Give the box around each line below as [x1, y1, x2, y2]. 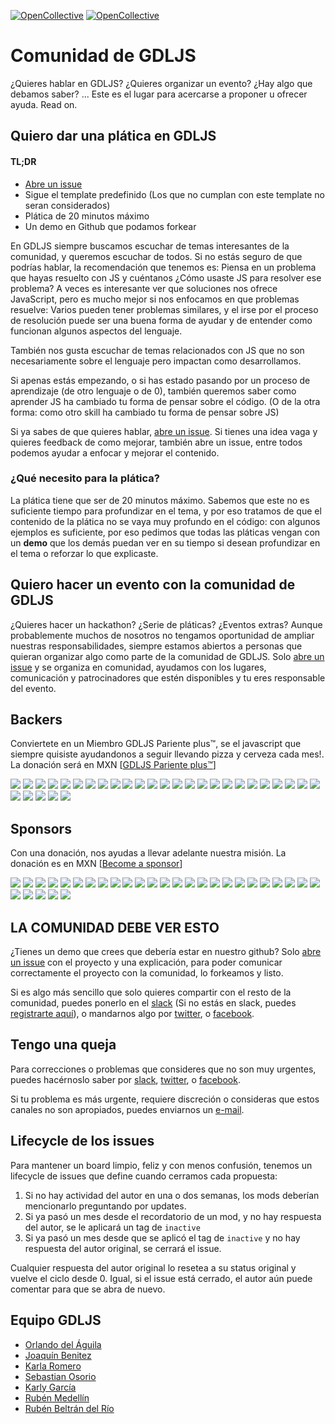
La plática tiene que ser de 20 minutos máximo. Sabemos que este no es [10, 494, 310, 506]
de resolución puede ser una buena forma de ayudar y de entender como [10, 314, 313, 326]
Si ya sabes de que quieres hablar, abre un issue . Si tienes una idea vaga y [10, 425, 318, 437]
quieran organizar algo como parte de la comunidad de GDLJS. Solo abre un [10, 650, 325, 662]
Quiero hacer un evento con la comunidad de [10, 576, 296, 594]
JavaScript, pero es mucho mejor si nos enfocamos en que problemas [10, 293, 300, 305]
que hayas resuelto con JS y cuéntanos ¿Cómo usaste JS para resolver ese [10, 271, 322, 284]
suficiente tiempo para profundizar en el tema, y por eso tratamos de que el [10, 505, 322, 517]
